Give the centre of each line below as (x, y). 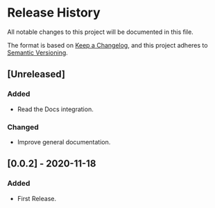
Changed (23, 127)
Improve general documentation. (64, 142)
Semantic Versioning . (37, 53)
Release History (54, 13)
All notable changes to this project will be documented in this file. (101, 32)
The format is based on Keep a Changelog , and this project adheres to (108, 45)
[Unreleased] (36, 74)
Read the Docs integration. (55, 109)
